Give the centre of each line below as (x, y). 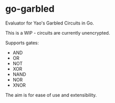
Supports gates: (22, 43)
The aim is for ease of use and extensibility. (51, 95)
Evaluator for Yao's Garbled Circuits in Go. (50, 23)
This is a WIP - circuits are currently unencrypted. (58, 33)
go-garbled (30, 9)
